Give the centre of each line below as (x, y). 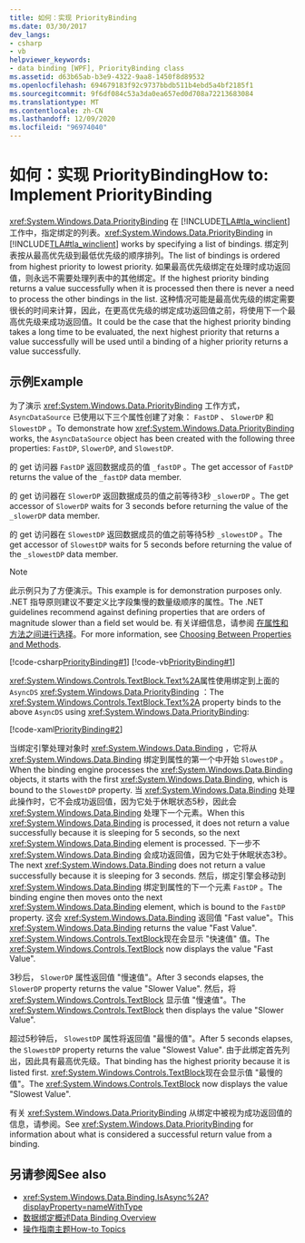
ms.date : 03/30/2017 (49, 26)
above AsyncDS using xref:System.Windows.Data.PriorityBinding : (129, 711)
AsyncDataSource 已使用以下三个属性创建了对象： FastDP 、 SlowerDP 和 (142, 416)
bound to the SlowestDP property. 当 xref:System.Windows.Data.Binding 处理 (152, 789)
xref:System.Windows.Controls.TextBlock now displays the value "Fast (142, 948)
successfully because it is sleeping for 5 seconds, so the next (125, 832)
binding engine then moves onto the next (86, 897)
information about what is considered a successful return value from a (141, 1134)
